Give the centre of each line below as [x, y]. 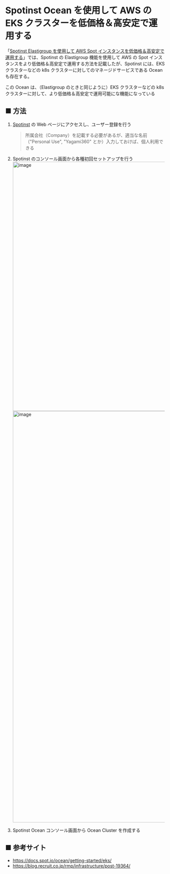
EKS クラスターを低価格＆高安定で [77, 23]
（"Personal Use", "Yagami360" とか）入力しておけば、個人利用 [92, 141]
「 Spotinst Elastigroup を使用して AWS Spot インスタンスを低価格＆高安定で [85, 51]
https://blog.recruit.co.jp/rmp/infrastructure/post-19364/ [71, 866]
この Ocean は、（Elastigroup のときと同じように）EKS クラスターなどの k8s [85, 87]
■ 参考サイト [26, 848]
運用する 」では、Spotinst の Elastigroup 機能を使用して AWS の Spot [77, 57]
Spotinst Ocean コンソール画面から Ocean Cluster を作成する [76, 830]
